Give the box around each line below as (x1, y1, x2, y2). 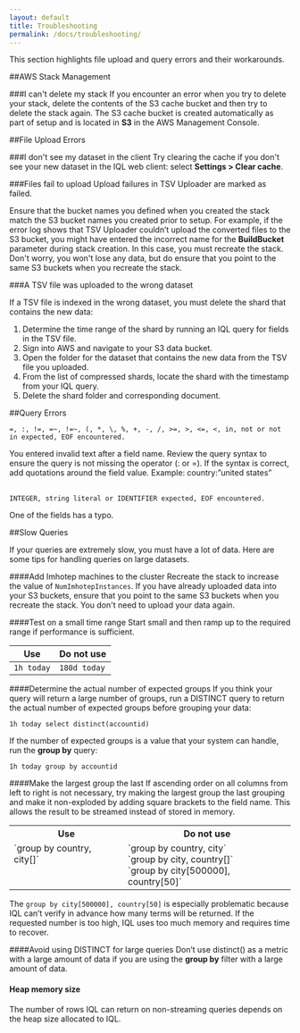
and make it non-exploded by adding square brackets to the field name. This (9, 797, 291, 808)
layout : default (9, 13, 70, 22)
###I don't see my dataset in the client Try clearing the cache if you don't (9, 152, 279, 163)
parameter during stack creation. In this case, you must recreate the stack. (9, 243, 284, 255)
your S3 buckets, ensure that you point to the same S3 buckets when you (9, 591, 279, 601)
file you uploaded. (21, 362, 89, 373)
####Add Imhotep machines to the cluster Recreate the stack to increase (9, 571, 279, 582)
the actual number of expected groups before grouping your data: (9, 702, 252, 713)
